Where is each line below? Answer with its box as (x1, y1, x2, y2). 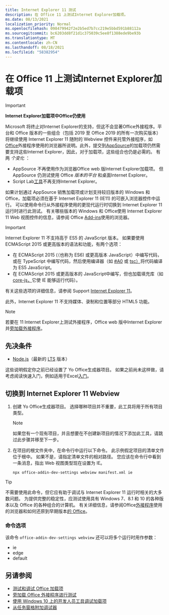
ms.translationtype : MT (5, 36, 55, 41)
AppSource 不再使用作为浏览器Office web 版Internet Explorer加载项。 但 (12, 166, 164, 172)
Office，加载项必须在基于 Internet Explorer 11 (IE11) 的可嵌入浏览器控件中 (5, 195, 156, 202)
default (12, 555, 28, 562)
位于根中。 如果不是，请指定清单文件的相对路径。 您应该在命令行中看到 (12, 454, 161, 460)
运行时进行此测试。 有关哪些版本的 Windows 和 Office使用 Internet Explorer (5, 208, 162, 214)
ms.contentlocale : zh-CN (5, 40, 58, 45)
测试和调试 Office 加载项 (12, 586, 64, 592)
